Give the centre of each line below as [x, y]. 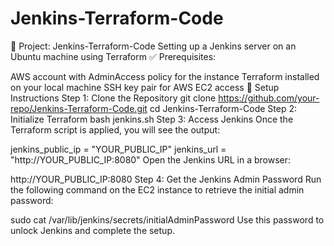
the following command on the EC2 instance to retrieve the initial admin [157, 189]
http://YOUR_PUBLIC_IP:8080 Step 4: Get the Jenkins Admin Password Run [166, 179]
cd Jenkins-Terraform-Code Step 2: [223, 108]
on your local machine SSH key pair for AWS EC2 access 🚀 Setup [145, 87]
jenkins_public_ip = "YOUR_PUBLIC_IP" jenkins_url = [118, 149]
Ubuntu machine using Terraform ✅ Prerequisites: [113, 56]
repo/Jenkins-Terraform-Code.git [79, 108]
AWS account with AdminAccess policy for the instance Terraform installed [165, 76]
